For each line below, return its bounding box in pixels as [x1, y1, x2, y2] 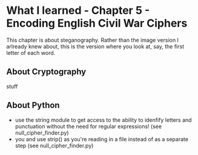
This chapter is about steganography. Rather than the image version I [6, 36, 179, 43]
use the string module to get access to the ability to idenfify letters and [15, 116, 192, 124]
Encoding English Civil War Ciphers [6, 16, 188, 30]
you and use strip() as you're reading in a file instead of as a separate [15, 135, 189, 142]
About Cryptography [6, 67, 87, 77]
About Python [6, 100, 60, 110]
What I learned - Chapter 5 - [6, 4, 150, 17]
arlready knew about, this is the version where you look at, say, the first [6, 43, 185, 50]
